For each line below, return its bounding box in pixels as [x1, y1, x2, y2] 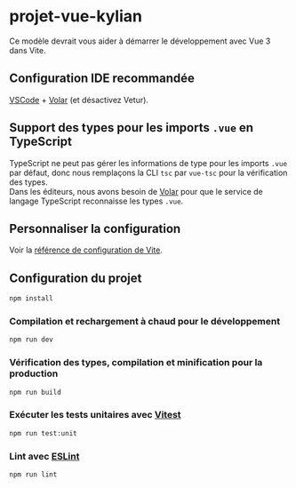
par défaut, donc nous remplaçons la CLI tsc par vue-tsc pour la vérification [9, 167, 288, 178]
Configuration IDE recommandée [9, 71, 196, 86]
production [9, 367, 59, 380]
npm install [9, 294, 53, 303]
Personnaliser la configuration [9, 220, 181, 236]
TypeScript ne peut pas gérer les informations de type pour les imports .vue [9, 157, 287, 168]
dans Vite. [9, 44, 46, 55]
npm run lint [9, 469, 58, 479]
